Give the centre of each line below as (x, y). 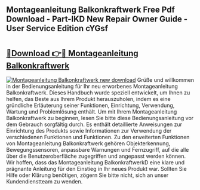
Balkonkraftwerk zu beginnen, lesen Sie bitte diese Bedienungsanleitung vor (100, 118)
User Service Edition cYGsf (57, 28)
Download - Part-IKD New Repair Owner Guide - (97, 19)
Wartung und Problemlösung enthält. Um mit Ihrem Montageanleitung (92, 112)
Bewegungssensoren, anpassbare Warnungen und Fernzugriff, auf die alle (98, 150)
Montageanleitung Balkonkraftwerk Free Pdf (90, 10)
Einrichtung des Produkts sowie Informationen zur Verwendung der (89, 131)
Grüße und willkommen (166, 80)
